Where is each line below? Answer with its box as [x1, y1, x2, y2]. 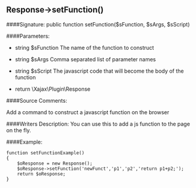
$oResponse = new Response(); [17, 160, 93, 166]
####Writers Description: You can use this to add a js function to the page [6, 120, 191, 127]
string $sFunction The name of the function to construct [14, 44, 155, 51]
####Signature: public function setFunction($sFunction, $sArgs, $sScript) [6, 20, 190, 28]
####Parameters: [6, 32, 50, 40]
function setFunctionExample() [6, 150, 85, 156]
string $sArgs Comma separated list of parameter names [14, 55, 156, 62]
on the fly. [6, 126, 31, 134]
